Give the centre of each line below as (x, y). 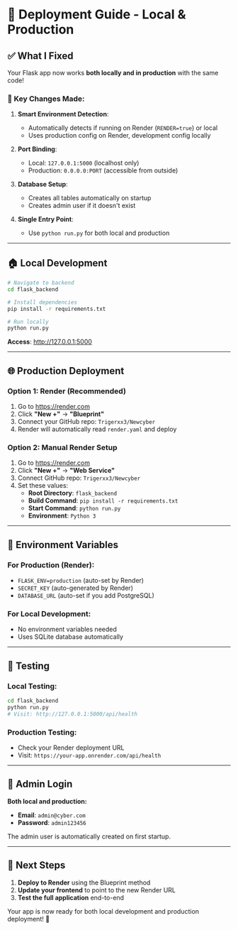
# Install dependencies (42, 302)
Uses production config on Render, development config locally (119, 136)
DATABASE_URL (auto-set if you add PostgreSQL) (86, 596)
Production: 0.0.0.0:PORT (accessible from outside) (103, 170)
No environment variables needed (67, 629)
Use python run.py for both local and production (99, 233)
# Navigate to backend (41, 283)
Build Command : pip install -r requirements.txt (103, 500)
